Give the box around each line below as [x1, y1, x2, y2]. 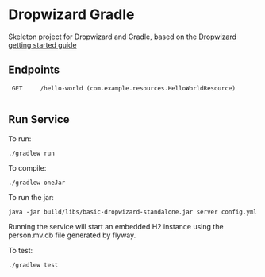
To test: [8, 245, 33, 255]
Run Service [8, 113, 70, 126]
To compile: [8, 163, 47, 172]
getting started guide [8, 40, 77, 49]
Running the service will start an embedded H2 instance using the [8, 221, 224, 231]
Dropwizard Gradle [8, 6, 135, 24]
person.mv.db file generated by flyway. [8, 230, 136, 240]
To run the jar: [8, 192, 54, 202]
